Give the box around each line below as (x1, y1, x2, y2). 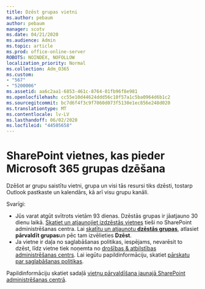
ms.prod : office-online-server (6, 49, 86, 55)
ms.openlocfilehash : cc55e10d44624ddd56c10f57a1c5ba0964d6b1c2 (6, 94, 171, 100)
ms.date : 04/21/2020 (6, 32, 59, 38)
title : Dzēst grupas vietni (6, 9, 78, 15)
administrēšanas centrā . (6, 276, 67, 284)
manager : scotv (6, 26, 45, 32)
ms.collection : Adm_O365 (6, 65, 70, 72)
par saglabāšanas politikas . (15, 258, 84, 265)
